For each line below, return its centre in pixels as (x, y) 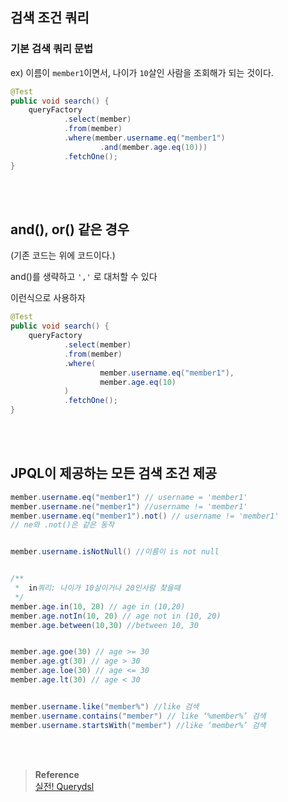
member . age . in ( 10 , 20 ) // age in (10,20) (98, 606)
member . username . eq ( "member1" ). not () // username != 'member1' (145, 516)
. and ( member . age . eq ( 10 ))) (153, 147)
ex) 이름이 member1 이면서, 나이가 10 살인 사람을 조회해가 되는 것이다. (142, 72)
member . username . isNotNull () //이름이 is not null (115, 552)
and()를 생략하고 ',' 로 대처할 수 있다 (84, 277)
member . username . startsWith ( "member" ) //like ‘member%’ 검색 (138, 725)
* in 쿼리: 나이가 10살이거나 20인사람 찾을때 (97, 588)
